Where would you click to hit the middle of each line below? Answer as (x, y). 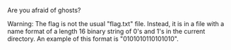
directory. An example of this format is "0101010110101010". (93, 39)
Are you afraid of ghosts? (44, 10)
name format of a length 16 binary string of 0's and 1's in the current (106, 31)
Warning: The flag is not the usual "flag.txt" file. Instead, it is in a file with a (116, 24)
